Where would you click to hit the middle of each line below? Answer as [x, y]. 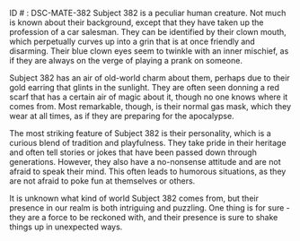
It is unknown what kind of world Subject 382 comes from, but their [134, 198]
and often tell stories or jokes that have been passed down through [133, 152]
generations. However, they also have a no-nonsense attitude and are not [145, 162]
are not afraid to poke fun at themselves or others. [102, 181]
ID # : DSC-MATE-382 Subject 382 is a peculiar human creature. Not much [148, 13]
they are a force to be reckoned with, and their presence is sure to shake [144, 217]
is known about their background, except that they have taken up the [137, 22]
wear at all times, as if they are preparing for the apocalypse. [122, 116]
